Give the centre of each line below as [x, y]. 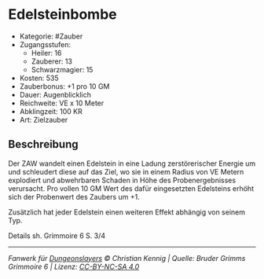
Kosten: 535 [39, 78]
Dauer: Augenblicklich [55, 94]
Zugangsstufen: [45, 44]
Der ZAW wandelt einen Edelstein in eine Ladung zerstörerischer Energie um [132, 163]
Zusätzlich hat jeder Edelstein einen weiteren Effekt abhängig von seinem [127, 212]
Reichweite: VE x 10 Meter [62, 103]
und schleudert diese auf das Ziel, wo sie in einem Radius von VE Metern [126, 171]
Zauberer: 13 [52, 61]
